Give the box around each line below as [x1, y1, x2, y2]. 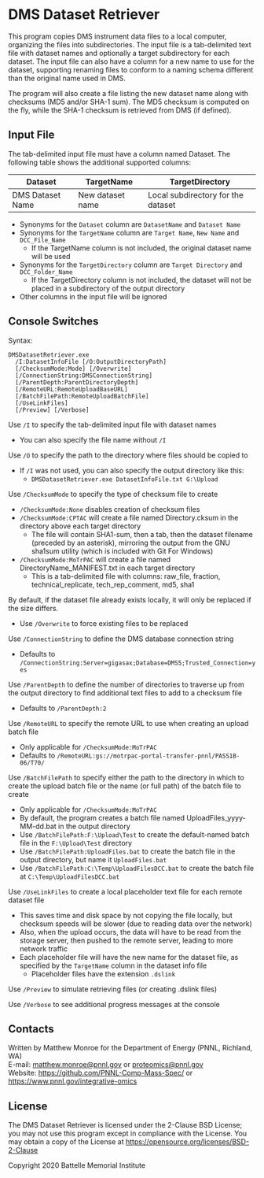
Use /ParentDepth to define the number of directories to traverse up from [8, 680, 245, 689]
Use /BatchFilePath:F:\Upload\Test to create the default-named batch [19, 829, 250, 839]
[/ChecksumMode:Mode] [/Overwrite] [15, 365, 132, 372]
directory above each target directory [19, 521, 141, 531]
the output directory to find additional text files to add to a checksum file [8, 687, 242, 698]
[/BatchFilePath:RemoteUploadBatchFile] [15, 392, 149, 400]
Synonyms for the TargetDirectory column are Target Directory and [19, 260, 243, 269]
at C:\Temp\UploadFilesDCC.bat [19, 872, 120, 881]
